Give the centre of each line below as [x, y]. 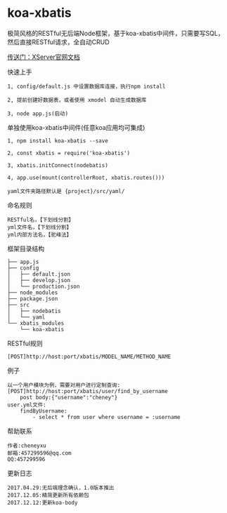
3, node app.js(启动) [38, 114]
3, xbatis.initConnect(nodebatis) [58, 165]
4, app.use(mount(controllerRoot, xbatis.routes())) [86, 178]
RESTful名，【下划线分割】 [41, 220]
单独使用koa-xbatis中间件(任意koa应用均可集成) [76, 127]
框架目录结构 [26, 248]
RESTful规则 [25, 343]
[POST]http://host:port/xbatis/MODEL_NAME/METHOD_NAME [89, 357]
